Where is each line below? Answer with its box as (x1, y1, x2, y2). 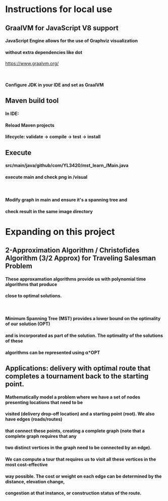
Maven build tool (5, 96, 59, 105)
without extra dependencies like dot (5, 49, 82, 55)
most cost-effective (5, 462, 48, 468)
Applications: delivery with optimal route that (5, 364, 151, 373)
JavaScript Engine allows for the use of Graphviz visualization (5, 38, 138, 44)
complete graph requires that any (5, 433, 77, 439)
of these (5, 338, 23, 344)
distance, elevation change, (5, 478, 65, 484)
